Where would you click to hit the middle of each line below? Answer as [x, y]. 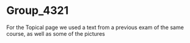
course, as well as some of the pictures [56, 33]
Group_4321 [38, 11]
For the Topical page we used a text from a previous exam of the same [95, 27]
